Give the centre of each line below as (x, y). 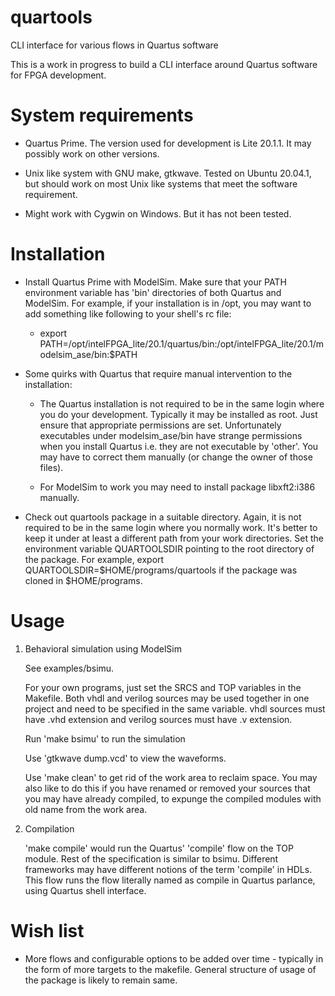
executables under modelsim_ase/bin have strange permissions (171, 435)
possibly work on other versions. (92, 153)
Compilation (49, 828)
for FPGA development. (58, 75)
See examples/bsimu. (69, 668)
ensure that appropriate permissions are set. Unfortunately (160, 425)
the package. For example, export (94, 559)
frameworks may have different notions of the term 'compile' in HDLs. (168, 869)
